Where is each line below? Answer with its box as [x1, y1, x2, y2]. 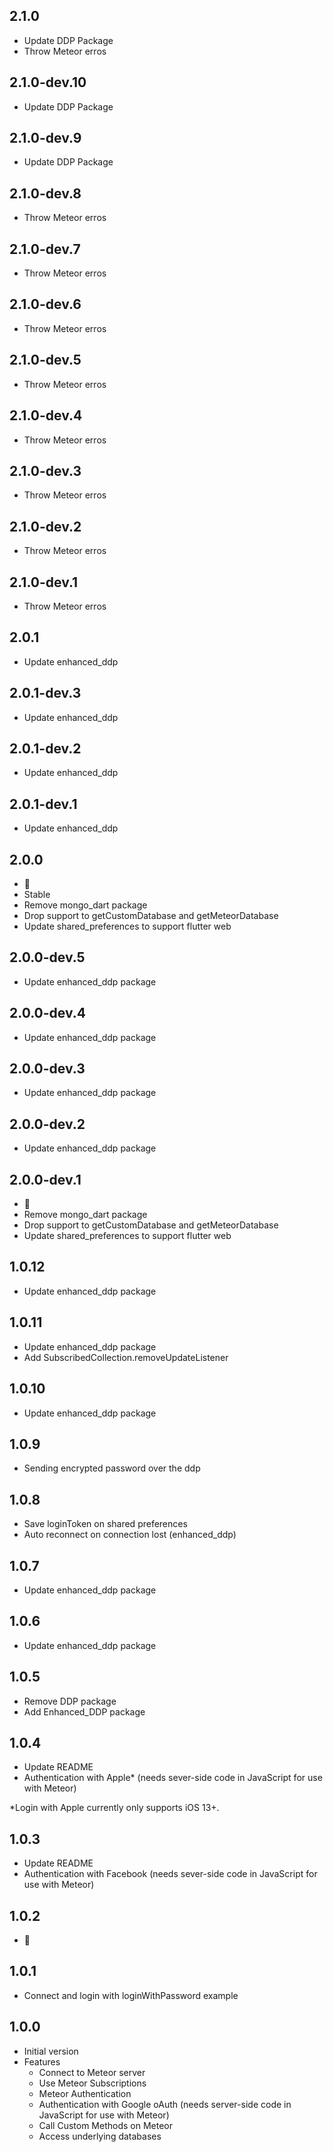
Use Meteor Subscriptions [38, 2077, 147, 2089]
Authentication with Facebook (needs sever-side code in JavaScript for [23, 1868, 318, 1880]
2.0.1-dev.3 [9, 685, 82, 702]
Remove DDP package [23, 1695, 117, 1707]
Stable [23, 889, 51, 900]
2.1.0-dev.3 [9, 462, 82, 479]
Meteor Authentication [38, 2087, 132, 2099]
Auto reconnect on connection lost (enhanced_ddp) [23, 1529, 237, 1541]
